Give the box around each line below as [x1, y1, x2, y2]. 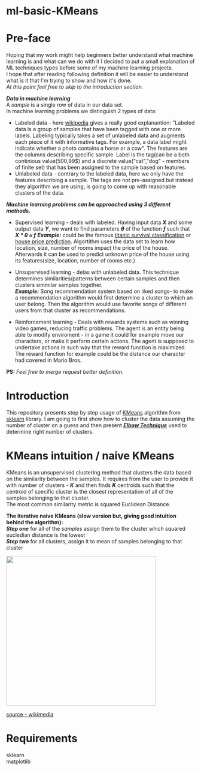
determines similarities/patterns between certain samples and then [14, 275, 180, 282]
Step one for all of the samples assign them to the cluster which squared [6, 525, 185, 532]
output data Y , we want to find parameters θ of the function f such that [14, 225, 190, 232]
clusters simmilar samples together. [14, 282, 103, 289]
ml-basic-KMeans [6, 4, 99, 18]
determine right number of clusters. [6, 428, 94, 436]
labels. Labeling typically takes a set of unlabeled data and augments [14, 132, 185, 139]
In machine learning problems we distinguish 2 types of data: [6, 108, 157, 115]
